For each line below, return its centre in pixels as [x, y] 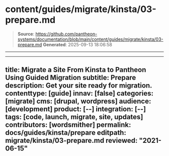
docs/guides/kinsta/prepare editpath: [66, 133]
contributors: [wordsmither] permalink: [68, 125]
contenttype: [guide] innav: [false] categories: [79, 93]
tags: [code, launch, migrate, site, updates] [74, 117]
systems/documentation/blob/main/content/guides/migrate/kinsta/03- [90, 39]
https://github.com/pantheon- [66, 34]
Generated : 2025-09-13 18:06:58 [77, 44]
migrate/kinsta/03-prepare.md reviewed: [71, 141]
